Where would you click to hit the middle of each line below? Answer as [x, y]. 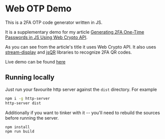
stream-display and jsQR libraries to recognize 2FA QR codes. [69, 52]
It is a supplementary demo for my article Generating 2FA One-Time [75, 32]
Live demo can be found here [35, 62]
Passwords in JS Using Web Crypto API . [46, 37]
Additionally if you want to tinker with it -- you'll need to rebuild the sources [83, 113]
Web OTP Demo [38, 9]
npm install [17, 127]
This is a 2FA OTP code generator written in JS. [54, 22]
